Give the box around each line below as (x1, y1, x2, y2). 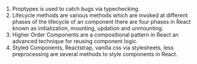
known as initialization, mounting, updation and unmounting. (12, 24, 163, 32)
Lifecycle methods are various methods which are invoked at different (12, 12, 188, 19)
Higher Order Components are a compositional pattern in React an (12, 31, 179, 38)
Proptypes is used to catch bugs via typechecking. (12, 5, 140, 12)
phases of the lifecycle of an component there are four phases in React (12, 18, 191, 25)
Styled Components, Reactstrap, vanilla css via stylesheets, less (12, 44, 174, 51)
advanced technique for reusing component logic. (12, 38, 138, 44)
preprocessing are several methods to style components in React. (12, 51, 178, 57)
